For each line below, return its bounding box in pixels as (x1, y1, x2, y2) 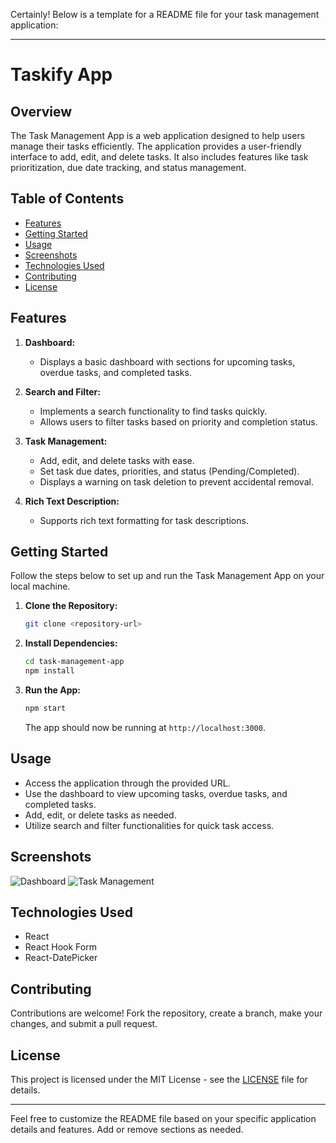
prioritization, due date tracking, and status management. (10, 162, 247, 173)
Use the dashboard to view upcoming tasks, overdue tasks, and (24, 787, 288, 799)
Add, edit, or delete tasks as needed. (24, 809, 177, 821)
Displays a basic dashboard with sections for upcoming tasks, (39, 355, 296, 368)
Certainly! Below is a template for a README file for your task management (10, 9, 320, 20)
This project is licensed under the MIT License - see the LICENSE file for (10, 1074, 308, 1085)
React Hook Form (24, 941, 97, 953)
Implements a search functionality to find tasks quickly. (39, 405, 268, 417)
